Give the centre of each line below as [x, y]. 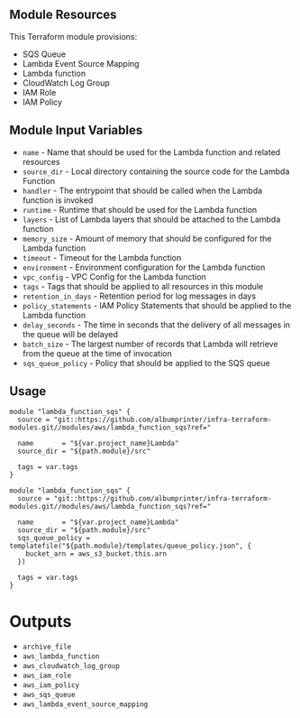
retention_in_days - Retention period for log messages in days [139, 296]
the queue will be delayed [70, 334]
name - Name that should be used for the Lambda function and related [151, 152]
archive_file [47, 647]
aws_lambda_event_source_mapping [85, 704]
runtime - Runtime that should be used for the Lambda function [140, 209]
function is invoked [58, 200]
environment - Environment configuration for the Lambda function [144, 267]
